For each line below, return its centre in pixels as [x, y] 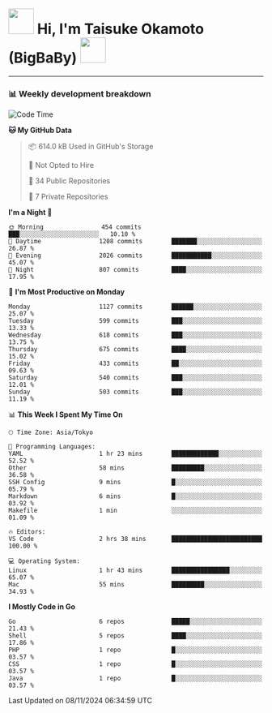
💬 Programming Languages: [52, 447]
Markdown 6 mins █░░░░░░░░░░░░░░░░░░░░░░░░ [136, 496]
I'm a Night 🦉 [30, 213]
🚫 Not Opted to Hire [61, 165]
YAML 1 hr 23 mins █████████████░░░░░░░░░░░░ [136, 454]
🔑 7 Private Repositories [68, 197]
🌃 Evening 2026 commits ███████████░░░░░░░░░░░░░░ [136, 256]
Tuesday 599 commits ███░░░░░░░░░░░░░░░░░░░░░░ [136, 321]
